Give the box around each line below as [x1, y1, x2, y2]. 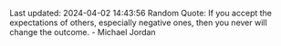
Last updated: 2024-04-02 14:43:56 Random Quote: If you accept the [9, 8, 272, 18]
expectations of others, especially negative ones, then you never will [9, 17, 267, 28]
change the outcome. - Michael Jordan [9, 27, 157, 37]
